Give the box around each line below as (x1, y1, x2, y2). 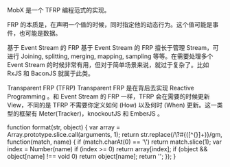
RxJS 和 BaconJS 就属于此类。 (7, 69, 95, 77)
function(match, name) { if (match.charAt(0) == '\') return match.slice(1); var (7, 138, 222, 146)
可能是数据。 (25, 29, 62, 37)
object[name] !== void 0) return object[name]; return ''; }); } (7, 153, 176, 160)
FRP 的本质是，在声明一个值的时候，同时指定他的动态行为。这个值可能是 (7, 21, 213, 29)
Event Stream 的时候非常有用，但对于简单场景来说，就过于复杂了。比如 (7, 61, 209, 68)
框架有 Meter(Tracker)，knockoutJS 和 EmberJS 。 (19, 110, 163, 118)
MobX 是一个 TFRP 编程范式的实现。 (7, 6, 111, 14)
